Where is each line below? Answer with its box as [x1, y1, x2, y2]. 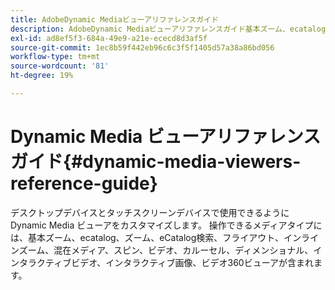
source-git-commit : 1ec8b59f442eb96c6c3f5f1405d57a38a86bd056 [10, 42, 275, 53]
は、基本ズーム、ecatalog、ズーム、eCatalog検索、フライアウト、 [10, 231, 285, 243]
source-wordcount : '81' [10, 61, 110, 71]
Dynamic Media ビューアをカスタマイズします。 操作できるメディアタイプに [10, 219, 323, 231]
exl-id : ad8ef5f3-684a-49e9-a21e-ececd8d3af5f [10, 33, 208, 43]
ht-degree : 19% [10, 71, 74, 81]
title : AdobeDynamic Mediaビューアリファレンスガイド [10, 14, 219, 25]
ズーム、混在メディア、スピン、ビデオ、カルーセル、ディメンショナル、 [18, 244, 314, 256]
